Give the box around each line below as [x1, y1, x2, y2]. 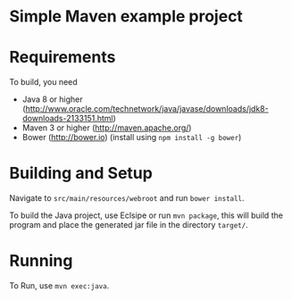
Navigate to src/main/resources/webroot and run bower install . [9, 193, 245, 204]
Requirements [9, 47, 116, 68]
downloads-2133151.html [21, 113, 113, 124]
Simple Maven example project [9, 6, 244, 27]
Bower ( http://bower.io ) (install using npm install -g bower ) [21, 132, 242, 143]
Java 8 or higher [21, 94, 83, 104]
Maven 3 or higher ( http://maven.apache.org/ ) [21, 122, 192, 133]
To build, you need [9, 77, 78, 87]
